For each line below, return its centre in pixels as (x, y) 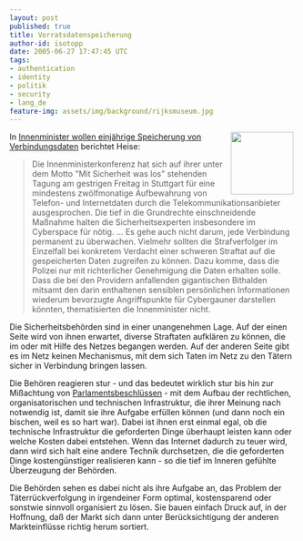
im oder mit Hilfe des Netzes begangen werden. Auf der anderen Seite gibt (149, 346)
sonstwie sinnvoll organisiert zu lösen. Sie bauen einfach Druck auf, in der (148, 507)
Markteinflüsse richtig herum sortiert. (79, 527)
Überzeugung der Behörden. (63, 471)
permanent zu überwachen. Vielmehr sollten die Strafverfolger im (155, 241)
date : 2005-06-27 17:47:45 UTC (69, 52)
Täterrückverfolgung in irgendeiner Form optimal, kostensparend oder (141, 498)
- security (30, 94)
